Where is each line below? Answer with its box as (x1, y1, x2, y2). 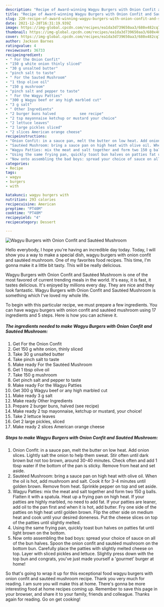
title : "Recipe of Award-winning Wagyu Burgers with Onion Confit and (5, 12, 152, 17)
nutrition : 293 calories (5, 197, 56, 202)
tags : (5, 170, 17, 175)
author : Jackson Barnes (5, 39, 54, 44)
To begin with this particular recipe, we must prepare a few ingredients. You (5, 302, 158, 307)
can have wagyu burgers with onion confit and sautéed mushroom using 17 (5, 307, 156, 313)
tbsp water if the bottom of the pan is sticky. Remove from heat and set (12, 462, 155, 468)
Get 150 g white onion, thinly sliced (12, 346, 83, 352)
